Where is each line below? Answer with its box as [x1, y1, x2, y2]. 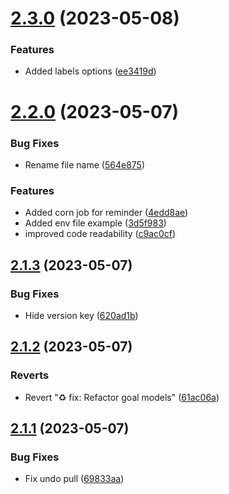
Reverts [10, 368, 50, 382]
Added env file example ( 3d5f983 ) [24, 217, 167, 229]
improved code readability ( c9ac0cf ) [24, 228, 177, 240]
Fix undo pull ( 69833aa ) [24, 473, 125, 485]
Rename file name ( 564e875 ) [24, 158, 145, 171]
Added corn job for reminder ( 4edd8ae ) [24, 207, 189, 219]
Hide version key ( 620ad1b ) [24, 309, 139, 321]
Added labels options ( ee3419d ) [24, 65, 157, 77]
